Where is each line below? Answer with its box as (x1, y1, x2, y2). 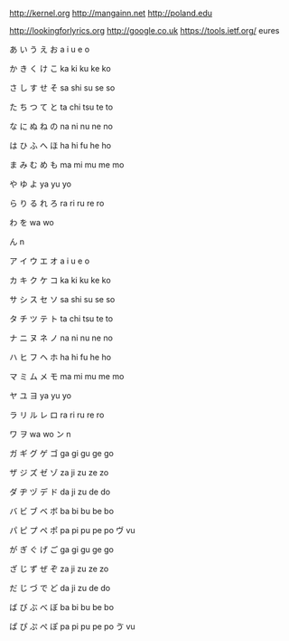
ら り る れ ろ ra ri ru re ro (9, 198, 105, 208)
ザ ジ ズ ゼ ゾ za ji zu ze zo (9, 467, 109, 478)
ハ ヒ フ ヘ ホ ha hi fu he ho (9, 352, 111, 362)
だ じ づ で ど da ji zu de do (9, 583, 111, 593)
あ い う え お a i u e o (9, 44, 90, 54)
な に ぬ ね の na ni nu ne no (9, 121, 113, 131)
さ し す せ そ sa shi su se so (9, 82, 116, 93)
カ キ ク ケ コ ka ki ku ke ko (9, 275, 111, 285)
